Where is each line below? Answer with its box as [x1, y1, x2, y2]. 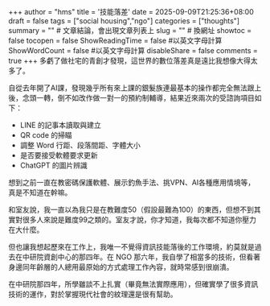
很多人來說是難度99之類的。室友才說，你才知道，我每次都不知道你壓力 [22, 215, 257, 224]
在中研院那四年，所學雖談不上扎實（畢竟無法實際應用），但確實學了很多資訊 [8, 279, 259, 288]
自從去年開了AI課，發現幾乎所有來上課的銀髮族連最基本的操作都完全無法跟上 [8, 83, 262, 93]
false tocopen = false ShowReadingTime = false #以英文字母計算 [8, 35, 223, 45]
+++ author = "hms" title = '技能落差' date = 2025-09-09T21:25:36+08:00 [8, 7, 255, 16]
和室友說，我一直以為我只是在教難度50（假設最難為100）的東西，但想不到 [8, 205, 255, 214]
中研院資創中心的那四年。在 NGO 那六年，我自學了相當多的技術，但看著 [22, 252, 261, 262]
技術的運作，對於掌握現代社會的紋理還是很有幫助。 [8, 289, 178, 299]
